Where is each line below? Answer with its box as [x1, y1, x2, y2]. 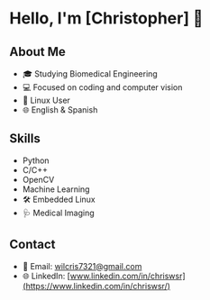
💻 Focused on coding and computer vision [22, 82, 183, 93]
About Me [9, 44, 66, 59]
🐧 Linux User [22, 95, 70, 105]
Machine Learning [22, 184, 90, 195]
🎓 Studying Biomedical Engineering [22, 68, 158, 79]
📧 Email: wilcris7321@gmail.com [22, 260, 142, 271]
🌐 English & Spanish [22, 105, 98, 115]
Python [22, 155, 50, 166]
